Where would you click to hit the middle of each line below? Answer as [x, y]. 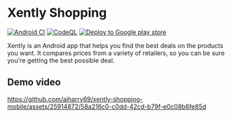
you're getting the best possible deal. [61, 60]
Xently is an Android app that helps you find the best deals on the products [115, 45]
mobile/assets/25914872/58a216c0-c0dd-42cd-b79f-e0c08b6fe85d [107, 107]
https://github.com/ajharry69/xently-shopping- [75, 99]
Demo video [34, 83]
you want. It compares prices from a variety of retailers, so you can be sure [116, 53]
